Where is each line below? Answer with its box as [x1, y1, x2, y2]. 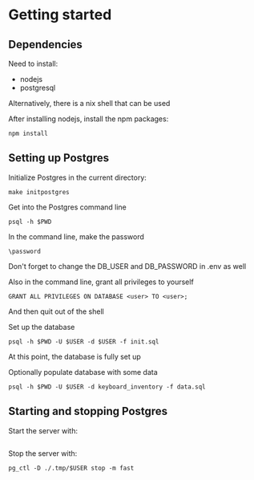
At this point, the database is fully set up [8, 352, 142, 361]
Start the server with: [8, 425, 79, 435]
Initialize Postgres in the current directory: [8, 173, 147, 182]
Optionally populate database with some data [8, 367, 158, 376]
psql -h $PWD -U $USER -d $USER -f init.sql [8, 337, 159, 346]
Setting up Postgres [8, 151, 110, 165]
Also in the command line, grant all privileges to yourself [8, 277, 194, 287]
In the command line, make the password [8, 231, 144, 242]
